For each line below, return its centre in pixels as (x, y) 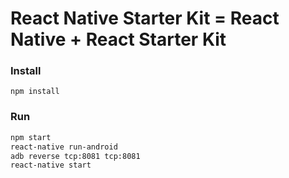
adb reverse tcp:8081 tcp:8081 (75, 156)
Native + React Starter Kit (118, 39)
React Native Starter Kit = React (145, 18)
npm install (35, 92)
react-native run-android (64, 147)
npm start (31, 137)
